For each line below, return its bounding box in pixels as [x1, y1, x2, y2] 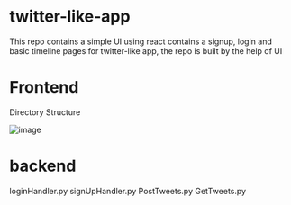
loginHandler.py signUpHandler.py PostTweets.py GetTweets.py [9, 185, 246, 196]
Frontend [9, 77, 79, 98]
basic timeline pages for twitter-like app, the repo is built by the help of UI [9, 45, 283, 56]
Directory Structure [9, 106, 81, 118]
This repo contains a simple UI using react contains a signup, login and [9, 36, 272, 47]
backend [9, 156, 77, 176]
